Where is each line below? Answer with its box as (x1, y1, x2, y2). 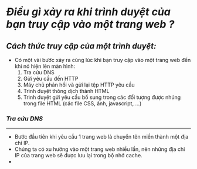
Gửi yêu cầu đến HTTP (23, 75, 79, 82)
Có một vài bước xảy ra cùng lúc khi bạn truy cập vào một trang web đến (14, 57, 191, 63)
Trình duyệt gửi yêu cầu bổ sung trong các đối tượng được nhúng (23, 94, 181, 101)
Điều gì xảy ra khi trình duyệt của (6, 5, 171, 19)
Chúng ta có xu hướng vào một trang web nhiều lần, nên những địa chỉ (14, 146, 185, 153)
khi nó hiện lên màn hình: (14, 63, 76, 70)
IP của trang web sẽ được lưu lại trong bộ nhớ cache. (14, 152, 142, 159)
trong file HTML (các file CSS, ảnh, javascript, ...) (23, 100, 142, 107)
